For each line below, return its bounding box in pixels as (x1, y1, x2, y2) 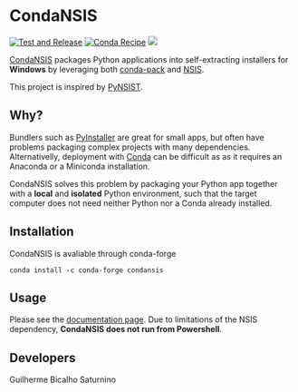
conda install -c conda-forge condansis (9, 265, 165, 275)
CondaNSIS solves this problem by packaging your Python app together (9, 178, 278, 189)
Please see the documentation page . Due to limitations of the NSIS (9, 314, 258, 325)
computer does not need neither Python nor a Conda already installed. (9, 197, 273, 209)
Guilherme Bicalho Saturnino (9, 374, 116, 386)
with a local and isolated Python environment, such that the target (9, 188, 257, 199)
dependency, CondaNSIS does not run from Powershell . (9, 324, 222, 335)
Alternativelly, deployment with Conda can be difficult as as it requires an (9, 151, 283, 162)
